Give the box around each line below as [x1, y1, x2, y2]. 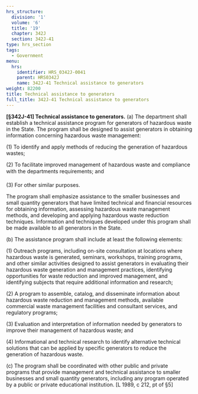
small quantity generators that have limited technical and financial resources [6, 199, 192, 206]
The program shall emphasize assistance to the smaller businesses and [6, 193, 180, 200]
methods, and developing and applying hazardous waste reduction [6, 211, 169, 219]
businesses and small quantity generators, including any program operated [6, 374, 189, 382]
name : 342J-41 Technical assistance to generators [17, 80, 144, 86]
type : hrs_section [6, 42, 51, 48]
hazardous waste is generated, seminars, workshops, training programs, [6, 253, 183, 260]
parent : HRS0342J [17, 75, 60, 80]
